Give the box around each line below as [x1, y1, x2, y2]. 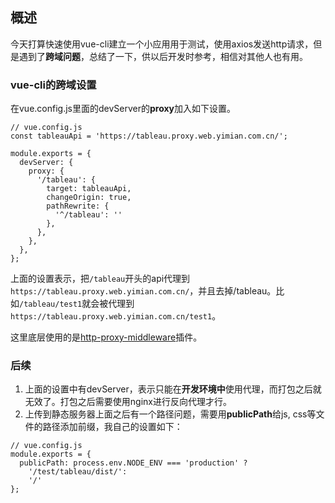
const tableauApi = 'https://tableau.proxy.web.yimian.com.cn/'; [10, 131, 288, 142]
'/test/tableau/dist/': [28, 467, 128, 477]
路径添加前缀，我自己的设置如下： [42, 421, 183, 433]
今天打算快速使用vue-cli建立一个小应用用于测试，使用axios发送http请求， [10, 38, 314, 50]
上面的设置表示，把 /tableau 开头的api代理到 [10, 273, 191, 285]
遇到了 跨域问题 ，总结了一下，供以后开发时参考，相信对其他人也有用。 [18, 50, 308, 62]
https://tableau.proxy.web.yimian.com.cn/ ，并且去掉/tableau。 [10, 285, 277, 297]
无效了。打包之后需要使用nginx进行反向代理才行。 [24, 396, 232, 408]
